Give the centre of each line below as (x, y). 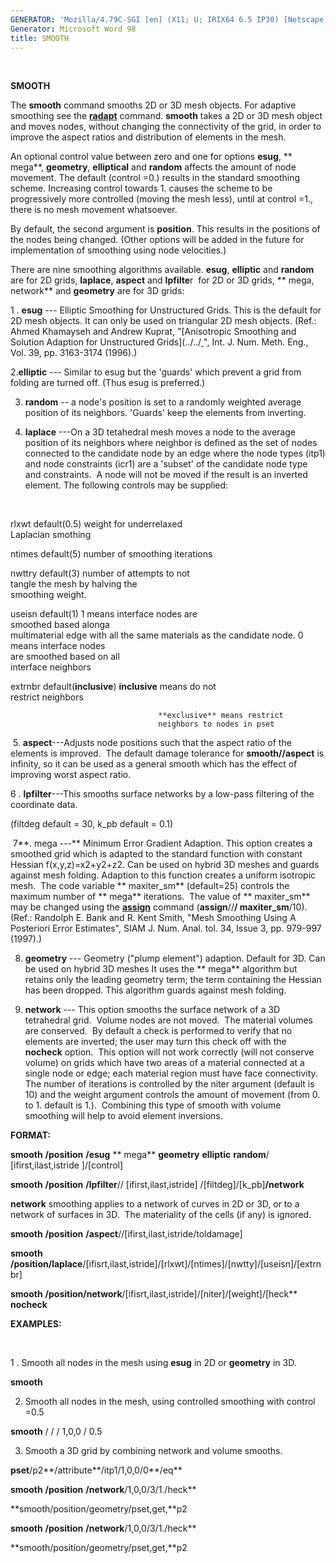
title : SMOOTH (40, 38)
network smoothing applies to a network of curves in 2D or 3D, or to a (155, 1204)
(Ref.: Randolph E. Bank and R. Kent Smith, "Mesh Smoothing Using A (153, 918)
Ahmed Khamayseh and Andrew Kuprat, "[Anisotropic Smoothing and (153, 332)
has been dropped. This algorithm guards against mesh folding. (155, 990)
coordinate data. (44, 805)
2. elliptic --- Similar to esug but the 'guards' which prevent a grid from (156, 372)
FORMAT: (30, 1135)
